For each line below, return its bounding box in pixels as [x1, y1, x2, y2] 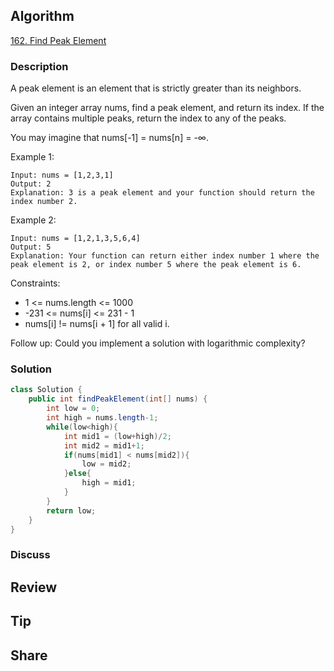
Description [10, 59, 69, 73]
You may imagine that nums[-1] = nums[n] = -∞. [10, 132, 209, 144]
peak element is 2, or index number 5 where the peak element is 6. [10, 260, 302, 270]
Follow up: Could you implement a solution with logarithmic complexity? [10, 337, 306, 349]
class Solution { [10, 385, 83, 395]
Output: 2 [10, 179, 52, 189]
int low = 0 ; [46, 404, 101, 414]
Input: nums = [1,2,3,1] [10, 170, 114, 181]
